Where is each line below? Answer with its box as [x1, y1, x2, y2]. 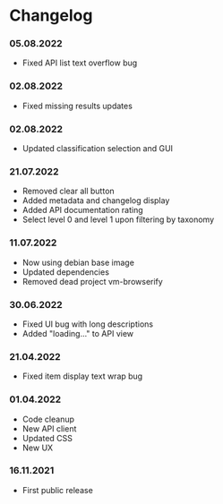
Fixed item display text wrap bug [21, 371, 143, 381]
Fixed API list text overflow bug [21, 57, 138, 68]
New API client [21, 423, 77, 434]
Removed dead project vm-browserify [21, 276, 163, 286]
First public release [21, 484, 94, 495]
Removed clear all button [21, 185, 115, 197]
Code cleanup [21, 414, 74, 424]
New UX [21, 442, 54, 453]
